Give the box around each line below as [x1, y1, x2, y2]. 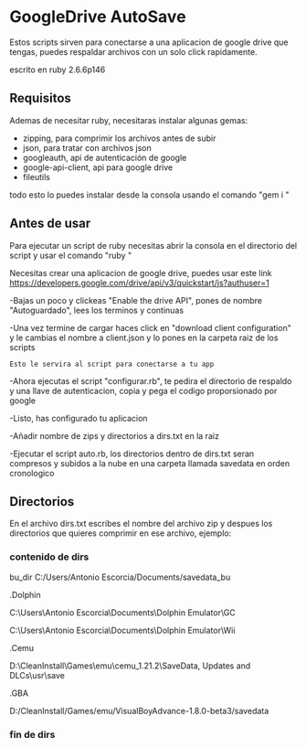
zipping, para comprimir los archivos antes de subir [22, 133, 216, 144]
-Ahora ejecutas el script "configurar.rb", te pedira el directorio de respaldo [9, 375, 292, 386]
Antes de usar [9, 216, 91, 231]
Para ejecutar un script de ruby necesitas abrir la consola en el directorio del [9, 240, 298, 251]
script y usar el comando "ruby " [9, 250, 132, 261]
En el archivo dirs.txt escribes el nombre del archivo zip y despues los [9, 518, 273, 529]
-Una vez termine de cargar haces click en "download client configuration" [9, 322, 292, 333]
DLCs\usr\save [9, 669, 66, 680]
